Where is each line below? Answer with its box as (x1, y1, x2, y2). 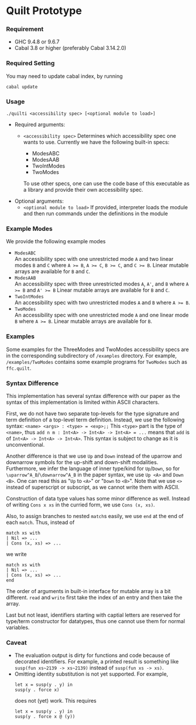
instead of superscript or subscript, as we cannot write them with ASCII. (6, 484, 180, 491)
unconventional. (6, 441, 45, 448)
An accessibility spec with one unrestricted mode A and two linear (14, 256, 174, 263)
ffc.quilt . (6, 365, 32, 372)
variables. (6, 624, 30, 631)
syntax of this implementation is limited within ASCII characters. (6, 399, 160, 406)
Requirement (6, 25, 44, 33)
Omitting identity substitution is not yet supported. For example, (14, 670, 169, 678)
